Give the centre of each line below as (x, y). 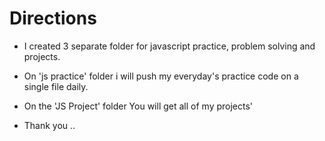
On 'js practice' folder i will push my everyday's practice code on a (161, 76)
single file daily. (56, 86)
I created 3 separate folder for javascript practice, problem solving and (169, 46)
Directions (53, 18)
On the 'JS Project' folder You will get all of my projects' (138, 106)
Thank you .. (49, 125)
